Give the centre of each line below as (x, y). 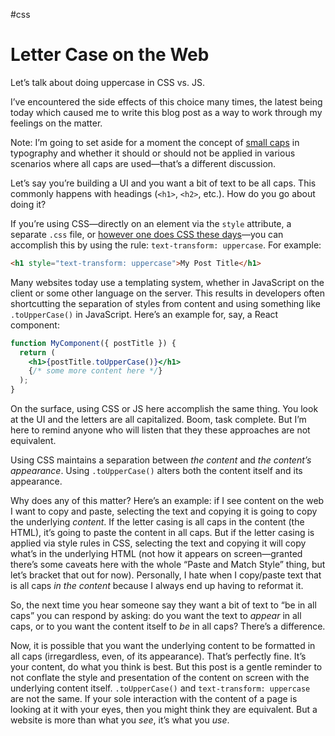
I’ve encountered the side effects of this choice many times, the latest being (166, 101)
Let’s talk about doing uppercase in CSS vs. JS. (107, 82)
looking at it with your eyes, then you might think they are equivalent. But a (164, 710)
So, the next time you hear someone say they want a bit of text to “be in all (163, 605)
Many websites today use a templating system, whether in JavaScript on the (167, 282)
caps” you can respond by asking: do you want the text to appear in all (156, 616)
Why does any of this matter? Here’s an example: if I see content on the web (167, 501)
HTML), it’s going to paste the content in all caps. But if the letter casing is (162, 533)
